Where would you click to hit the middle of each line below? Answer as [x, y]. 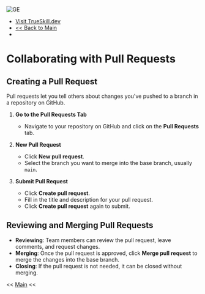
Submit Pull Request [42, 181]
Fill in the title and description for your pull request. [88, 200]
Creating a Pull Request [52, 82]
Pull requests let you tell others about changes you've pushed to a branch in [102, 96]
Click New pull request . [54, 156]
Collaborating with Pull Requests [91, 59]
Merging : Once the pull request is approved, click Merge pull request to [106, 253]
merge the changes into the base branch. [67, 259]
